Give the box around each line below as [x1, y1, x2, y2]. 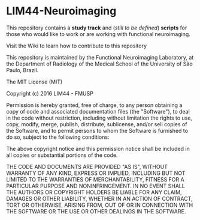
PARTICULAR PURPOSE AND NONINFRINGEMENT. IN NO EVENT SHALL [6, 182, 186, 189]
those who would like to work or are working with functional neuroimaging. [6, 30, 190, 37]
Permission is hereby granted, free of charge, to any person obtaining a [6, 101, 183, 109]
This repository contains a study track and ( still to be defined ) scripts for [6, 24, 187, 31]
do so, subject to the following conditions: [6, 133, 110, 141]
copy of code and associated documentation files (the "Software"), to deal [6, 108, 190, 115]
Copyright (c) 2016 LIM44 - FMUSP [6, 90, 94, 97]
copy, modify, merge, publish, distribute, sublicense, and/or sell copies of [6, 120, 187, 127]
